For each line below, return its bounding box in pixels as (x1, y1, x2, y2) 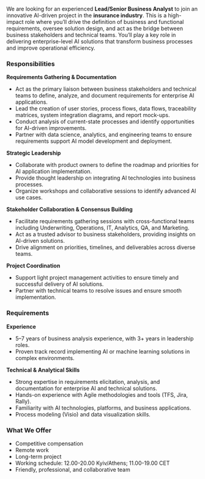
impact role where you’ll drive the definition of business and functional (6, 18, 184, 25)
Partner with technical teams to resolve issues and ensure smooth (15, 287, 182, 294)
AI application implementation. (15, 168, 92, 175)
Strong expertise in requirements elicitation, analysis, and (15, 378, 160, 385)
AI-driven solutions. (15, 237, 65, 245)
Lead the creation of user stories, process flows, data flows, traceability (15, 105, 197, 112)
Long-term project (15, 453, 62, 460)
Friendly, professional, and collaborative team (15, 466, 130, 473)
